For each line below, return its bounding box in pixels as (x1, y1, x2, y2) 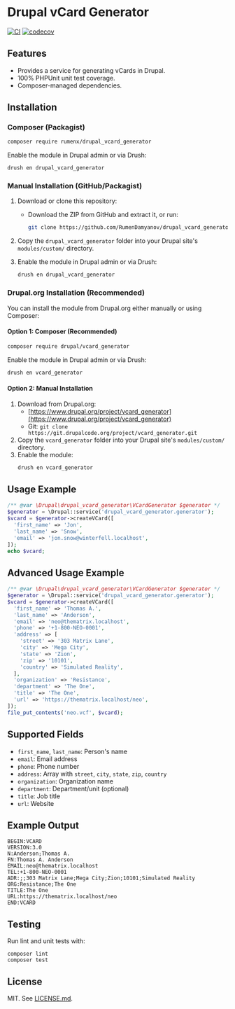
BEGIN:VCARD (7, 838, 42, 845)
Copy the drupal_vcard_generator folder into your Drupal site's (17, 237, 198, 245)
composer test (7, 956, 49, 963)
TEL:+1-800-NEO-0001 (7, 869, 68, 876)
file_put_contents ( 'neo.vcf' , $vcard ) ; (7, 709, 124, 716)
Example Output (7, 819, 79, 831)
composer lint (7, 950, 49, 958)
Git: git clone (27, 422, 69, 431)
